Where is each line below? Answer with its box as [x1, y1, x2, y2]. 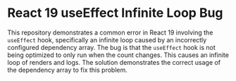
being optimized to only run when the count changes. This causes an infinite [7, 51, 229, 59]
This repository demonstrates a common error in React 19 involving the [7, 28, 213, 37]
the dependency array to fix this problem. [7, 66, 128, 74]
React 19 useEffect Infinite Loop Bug [7, 5, 223, 21]
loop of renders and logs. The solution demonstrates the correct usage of [7, 58, 221, 66]
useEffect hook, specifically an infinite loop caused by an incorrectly [7, 35, 207, 44]
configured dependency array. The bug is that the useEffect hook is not [7, 43, 216, 51]
